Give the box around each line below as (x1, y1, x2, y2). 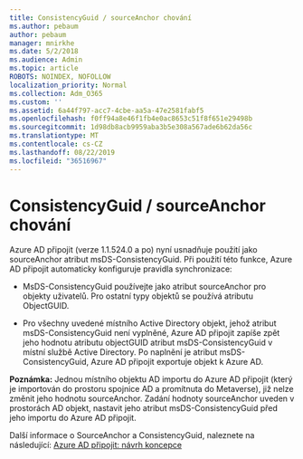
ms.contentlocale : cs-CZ (9, 139, 103, 148)
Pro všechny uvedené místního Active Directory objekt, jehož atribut (22, 318, 277, 329)
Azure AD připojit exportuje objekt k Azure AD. (90, 357, 264, 368)
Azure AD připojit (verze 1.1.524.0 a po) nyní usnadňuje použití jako (9, 244, 258, 255)
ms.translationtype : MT (9, 131, 99, 140)
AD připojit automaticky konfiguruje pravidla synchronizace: (9, 263, 232, 274)
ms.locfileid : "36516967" (9, 156, 107, 166)
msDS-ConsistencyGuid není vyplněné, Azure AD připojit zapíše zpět (22, 328, 280, 339)
